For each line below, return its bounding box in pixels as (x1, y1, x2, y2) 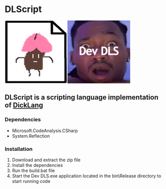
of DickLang (5, 101, 44, 110)
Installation (5, 145, 33, 152)
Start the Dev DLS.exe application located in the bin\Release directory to (12, 172, 161, 179)
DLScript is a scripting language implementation (5, 93, 158, 102)
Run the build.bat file (12, 167, 55, 173)
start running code (12, 178, 51, 184)
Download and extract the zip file (12, 157, 81, 163)
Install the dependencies (12, 162, 63, 168)
